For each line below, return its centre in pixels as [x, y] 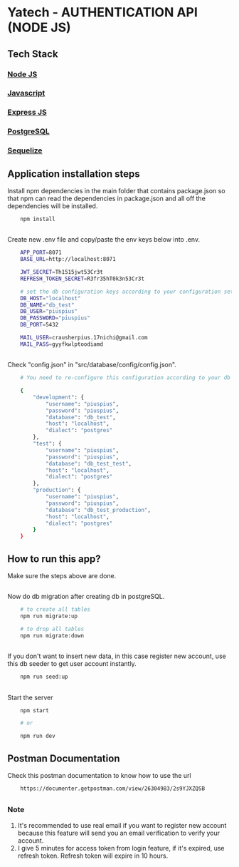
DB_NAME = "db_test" [47, 305]
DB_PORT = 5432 [39, 325]
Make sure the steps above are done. [62, 575]
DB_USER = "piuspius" [49, 312]
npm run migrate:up [49, 616]
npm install [38, 219]
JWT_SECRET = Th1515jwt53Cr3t [62, 272]
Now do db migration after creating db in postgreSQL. [86, 597]
